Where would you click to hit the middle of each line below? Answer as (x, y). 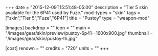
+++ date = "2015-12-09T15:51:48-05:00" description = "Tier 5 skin (77, 7)
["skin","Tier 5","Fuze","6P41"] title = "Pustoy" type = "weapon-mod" (77, 18)
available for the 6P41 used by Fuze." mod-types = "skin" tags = (73, 13)
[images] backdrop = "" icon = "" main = (48, 28)
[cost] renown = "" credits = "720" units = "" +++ (57, 48)
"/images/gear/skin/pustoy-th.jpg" (41, 38)
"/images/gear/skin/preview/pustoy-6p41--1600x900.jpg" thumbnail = (79, 33)
